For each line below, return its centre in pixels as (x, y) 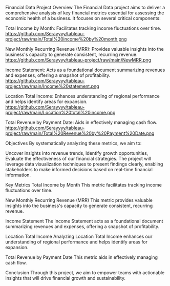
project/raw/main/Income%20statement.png (52, 86)
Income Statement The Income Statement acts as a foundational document (84, 221)
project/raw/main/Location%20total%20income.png (60, 113)
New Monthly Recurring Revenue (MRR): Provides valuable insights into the (84, 49)
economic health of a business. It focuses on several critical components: (83, 18)
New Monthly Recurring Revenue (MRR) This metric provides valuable (79, 200)
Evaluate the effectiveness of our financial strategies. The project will (78, 159)
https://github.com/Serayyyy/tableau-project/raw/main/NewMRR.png (78, 60)
